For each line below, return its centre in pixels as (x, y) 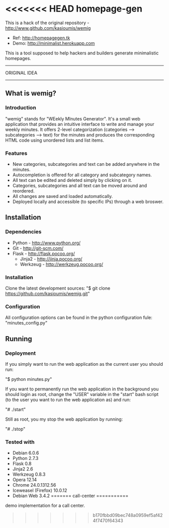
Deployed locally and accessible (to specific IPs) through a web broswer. (88, 202)
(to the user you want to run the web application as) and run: (68, 400)
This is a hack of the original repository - (47, 23)
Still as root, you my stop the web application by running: (64, 419)
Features (16, 153)
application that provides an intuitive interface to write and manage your (80, 124)
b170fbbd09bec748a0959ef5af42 (128, 515)
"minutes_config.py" (26, 323)
